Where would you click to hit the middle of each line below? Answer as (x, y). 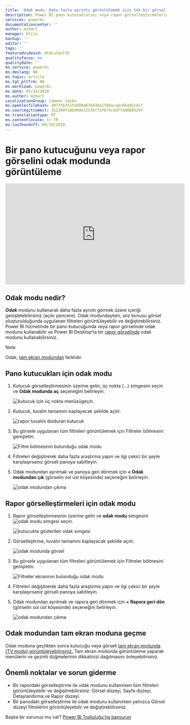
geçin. (88, 402)
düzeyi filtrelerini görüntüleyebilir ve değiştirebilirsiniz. (70, 707)
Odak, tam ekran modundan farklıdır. (44, 357)
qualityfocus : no (24, 58)
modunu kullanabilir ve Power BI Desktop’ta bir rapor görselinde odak (79, 332)
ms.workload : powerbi (28, 86)
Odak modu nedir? (35, 298)
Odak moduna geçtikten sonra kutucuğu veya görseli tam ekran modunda (83, 645)
